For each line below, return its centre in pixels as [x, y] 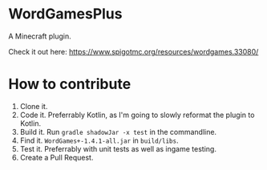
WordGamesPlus [65, 14]
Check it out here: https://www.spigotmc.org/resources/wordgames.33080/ [133, 51]
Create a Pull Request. [57, 157]
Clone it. [34, 106]
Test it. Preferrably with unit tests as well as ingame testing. [118, 148]
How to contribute [70, 84]
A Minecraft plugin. [40, 36]
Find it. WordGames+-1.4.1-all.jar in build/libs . [99, 140]
